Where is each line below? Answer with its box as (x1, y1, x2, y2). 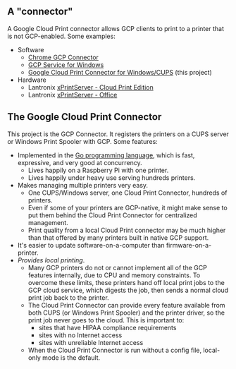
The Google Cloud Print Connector (7, 111, 162, 123)
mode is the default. (42, 353, 101, 362)
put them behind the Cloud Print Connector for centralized (27, 211, 197, 219)
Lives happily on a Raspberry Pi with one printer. (27, 166, 169, 174)
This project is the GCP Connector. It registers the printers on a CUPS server (7, 130, 229, 138)
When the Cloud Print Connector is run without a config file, (27, 346, 202, 354)
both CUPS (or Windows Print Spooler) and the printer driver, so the (27, 308, 225, 317)
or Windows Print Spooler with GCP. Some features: (7, 137, 159, 145)
